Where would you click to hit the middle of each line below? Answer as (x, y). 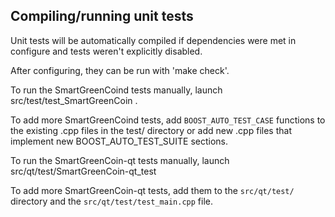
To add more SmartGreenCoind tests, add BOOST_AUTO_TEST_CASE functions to (168, 120)
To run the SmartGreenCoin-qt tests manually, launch (120, 160)
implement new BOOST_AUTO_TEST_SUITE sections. (119, 141)
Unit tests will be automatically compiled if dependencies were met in (153, 40)
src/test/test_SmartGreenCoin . (74, 100)
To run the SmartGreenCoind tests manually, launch (116, 90)
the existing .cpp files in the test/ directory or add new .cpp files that (151, 130)
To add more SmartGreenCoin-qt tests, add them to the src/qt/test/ (152, 190)
